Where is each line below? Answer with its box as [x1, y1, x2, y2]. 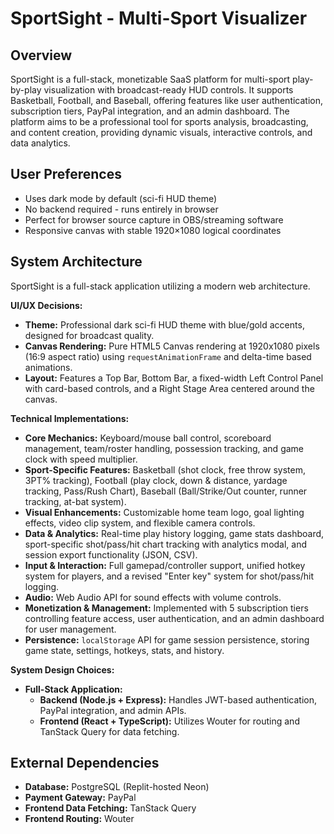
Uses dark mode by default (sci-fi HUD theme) [24, 192, 218, 204]
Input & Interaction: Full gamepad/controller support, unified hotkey [24, 559, 306, 571]
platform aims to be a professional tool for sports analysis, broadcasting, [10, 116, 309, 127]
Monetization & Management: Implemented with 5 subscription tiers [24, 602, 309, 614]
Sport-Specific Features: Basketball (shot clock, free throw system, [24, 463, 307, 476]
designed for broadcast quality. [24, 329, 155, 341]
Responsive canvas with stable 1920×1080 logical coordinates [24, 224, 282, 236]
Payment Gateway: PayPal [24, 792, 137, 804]
